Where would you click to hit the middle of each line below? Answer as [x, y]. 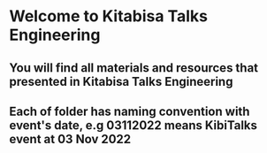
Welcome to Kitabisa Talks [109, 16]
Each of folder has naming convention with [130, 111]
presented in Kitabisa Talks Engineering [121, 81]
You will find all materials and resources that [134, 68]
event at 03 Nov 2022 [70, 139]
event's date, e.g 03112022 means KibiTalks [133, 125]
